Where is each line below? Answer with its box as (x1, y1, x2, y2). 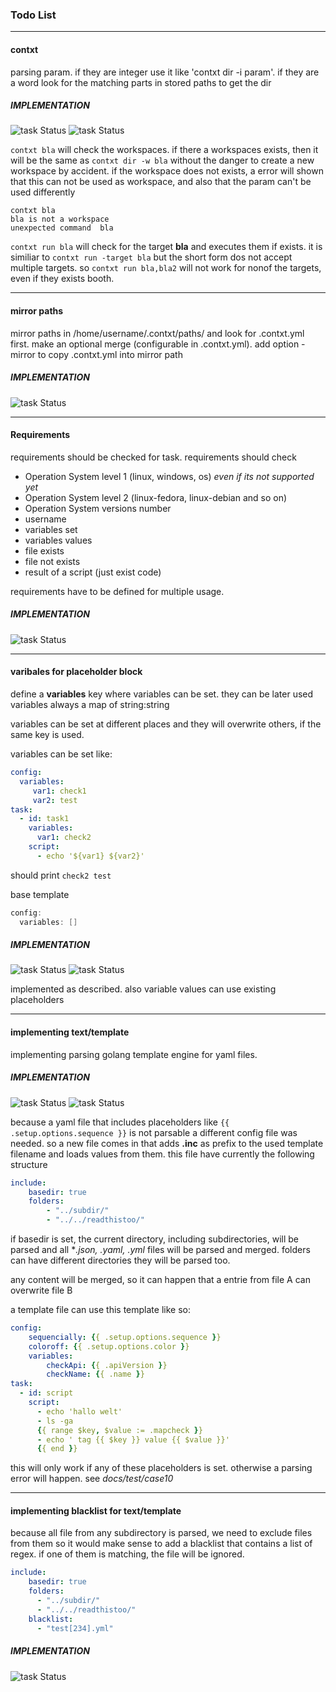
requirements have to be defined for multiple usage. (10, 585, 225, 597)
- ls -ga (36, 1416, 74, 1426)
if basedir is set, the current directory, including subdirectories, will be (10, 1233, 299, 1245)
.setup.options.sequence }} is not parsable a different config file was (10, 1126, 298, 1138)
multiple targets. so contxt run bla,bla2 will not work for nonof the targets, (10, 262, 322, 274)
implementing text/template (10, 1026, 130, 1038)
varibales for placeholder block (10, 666, 143, 678)
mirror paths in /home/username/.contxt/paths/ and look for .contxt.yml (10, 327, 305, 339)
